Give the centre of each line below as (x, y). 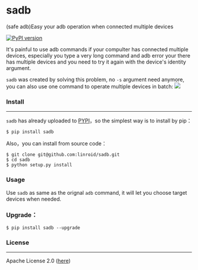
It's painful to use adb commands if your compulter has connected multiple (97, 49)
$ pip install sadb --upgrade (43, 228)
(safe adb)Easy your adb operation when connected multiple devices (90, 26)
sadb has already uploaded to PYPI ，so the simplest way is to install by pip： (99, 121)
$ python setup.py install (39, 165)
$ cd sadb (18, 160)
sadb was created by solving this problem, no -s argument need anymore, (95, 79)
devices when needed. (34, 199)
